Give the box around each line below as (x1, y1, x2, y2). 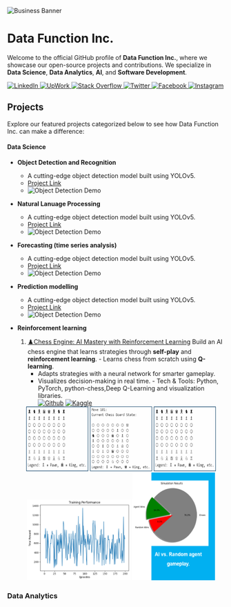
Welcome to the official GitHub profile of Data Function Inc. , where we (7, 53, 208, 61)
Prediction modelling (17, 282, 79, 290)
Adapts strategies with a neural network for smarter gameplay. (37, 369, 216, 377)
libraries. (37, 391, 63, 399)
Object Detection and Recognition (17, 158, 117, 166)
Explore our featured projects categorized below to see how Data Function (7, 119, 219, 128)
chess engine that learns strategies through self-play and (27, 347, 192, 355)
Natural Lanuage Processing (17, 199, 101, 208)
